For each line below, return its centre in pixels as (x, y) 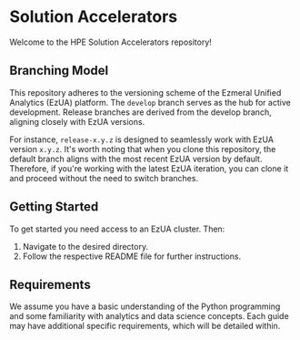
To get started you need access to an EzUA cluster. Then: (117, 229)
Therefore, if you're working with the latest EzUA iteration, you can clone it (149, 168)
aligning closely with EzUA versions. (77, 121)
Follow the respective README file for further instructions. (132, 256)
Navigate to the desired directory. (85, 246)
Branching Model (59, 71)
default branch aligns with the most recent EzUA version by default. (136, 159)
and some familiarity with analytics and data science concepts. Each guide (149, 316)
